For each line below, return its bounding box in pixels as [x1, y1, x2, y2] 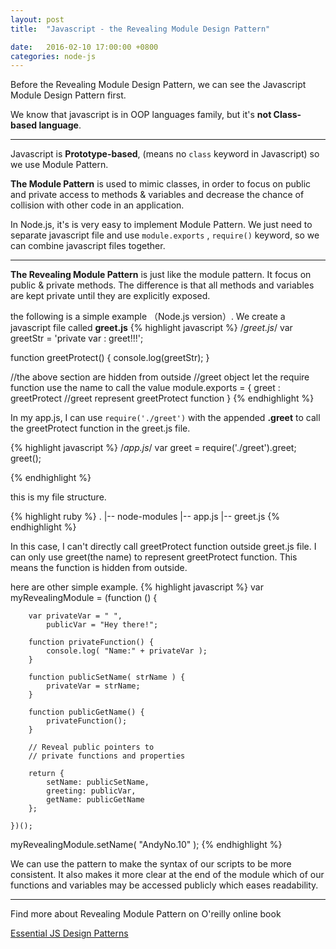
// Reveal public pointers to [28, 742, 155, 753]
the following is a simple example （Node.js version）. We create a [10, 311, 286, 323]
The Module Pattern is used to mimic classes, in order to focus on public [10, 178, 312, 190]
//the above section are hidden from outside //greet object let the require [10, 371, 310, 383]
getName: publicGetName [46, 795, 145, 805]
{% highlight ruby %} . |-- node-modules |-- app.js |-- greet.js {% [10, 511, 281, 523]
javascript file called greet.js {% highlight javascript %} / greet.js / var [10, 322, 293, 334]
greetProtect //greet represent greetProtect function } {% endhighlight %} [10, 392, 315, 405]
